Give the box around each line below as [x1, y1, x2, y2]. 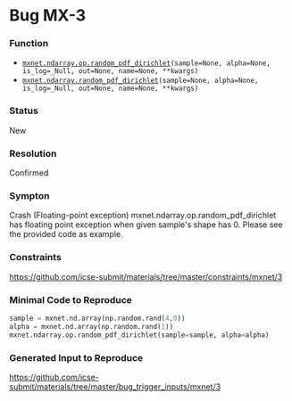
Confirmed [9, 168, 49, 178]
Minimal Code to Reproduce [9, 293, 132, 306]
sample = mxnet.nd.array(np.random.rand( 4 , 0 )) [9, 314, 186, 323]
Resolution [9, 147, 57, 160]
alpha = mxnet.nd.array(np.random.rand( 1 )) [9, 322, 174, 331]
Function [9, 37, 49, 50]
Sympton [9, 190, 50, 201]
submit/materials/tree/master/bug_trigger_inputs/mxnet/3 [9, 381, 221, 392]
